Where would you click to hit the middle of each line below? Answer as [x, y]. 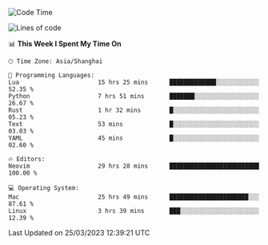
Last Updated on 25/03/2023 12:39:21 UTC [79, 233]
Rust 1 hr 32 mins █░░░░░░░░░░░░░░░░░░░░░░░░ [134, 110]
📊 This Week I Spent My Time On [65, 43]
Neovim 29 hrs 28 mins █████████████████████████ [134, 166]
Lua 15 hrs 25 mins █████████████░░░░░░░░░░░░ [134, 82]
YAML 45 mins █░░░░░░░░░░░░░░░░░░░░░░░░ [134, 138]
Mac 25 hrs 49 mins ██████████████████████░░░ [134, 197]
